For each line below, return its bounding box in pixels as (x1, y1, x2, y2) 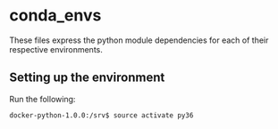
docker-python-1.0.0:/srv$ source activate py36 (9, 110, 194, 120)
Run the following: (9, 93, 76, 104)
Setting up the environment (9, 70, 165, 85)
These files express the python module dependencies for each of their (9, 35, 269, 45)
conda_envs (9, 5, 102, 26)
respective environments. (9, 44, 103, 54)
